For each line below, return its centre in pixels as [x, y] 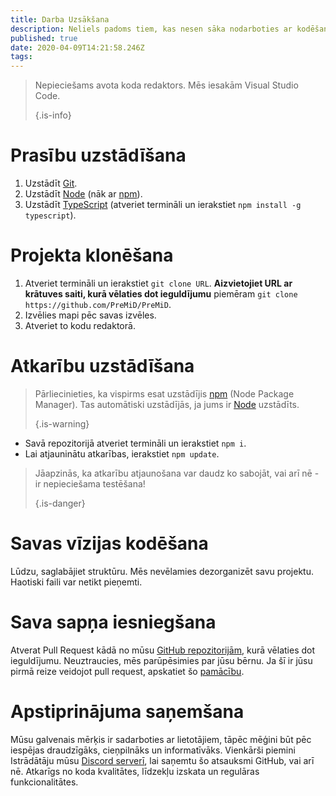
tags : [21, 57]
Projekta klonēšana [92, 255]
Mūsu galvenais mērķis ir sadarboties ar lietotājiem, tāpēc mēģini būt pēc [161, 739]
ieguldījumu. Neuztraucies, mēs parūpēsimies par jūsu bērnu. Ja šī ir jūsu [161, 660]
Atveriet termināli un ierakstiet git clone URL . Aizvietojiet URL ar [158, 283]
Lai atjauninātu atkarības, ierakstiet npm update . [122, 453]
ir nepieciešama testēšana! [90, 483]
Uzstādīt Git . [51, 183]
